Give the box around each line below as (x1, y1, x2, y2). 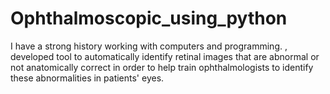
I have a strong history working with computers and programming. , (10, 40, 288, 52)
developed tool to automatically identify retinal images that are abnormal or (10, 50, 320, 62)
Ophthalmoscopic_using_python (10, 7, 288, 30)
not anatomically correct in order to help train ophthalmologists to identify (10, 61, 314, 73)
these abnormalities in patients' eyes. (10, 72, 165, 84)
